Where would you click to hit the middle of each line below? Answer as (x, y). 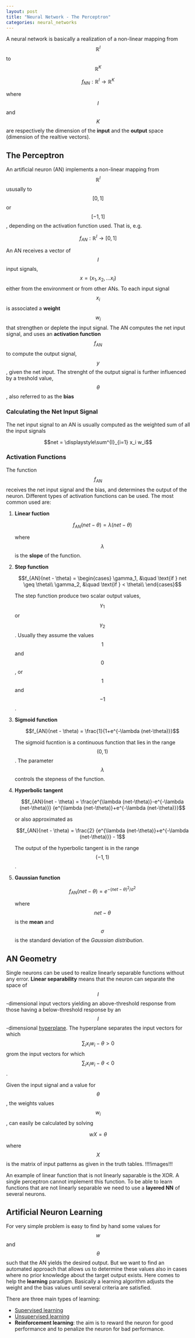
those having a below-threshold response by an (64, 1010)
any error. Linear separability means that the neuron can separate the (90, 979)
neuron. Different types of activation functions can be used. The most (90, 496)
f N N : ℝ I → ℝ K (98, 82)
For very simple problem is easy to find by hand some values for (83, 1226)
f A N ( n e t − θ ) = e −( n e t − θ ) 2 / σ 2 (102, 891)
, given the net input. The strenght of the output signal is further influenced (96, 372)
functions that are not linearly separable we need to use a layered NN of (93, 1188)
